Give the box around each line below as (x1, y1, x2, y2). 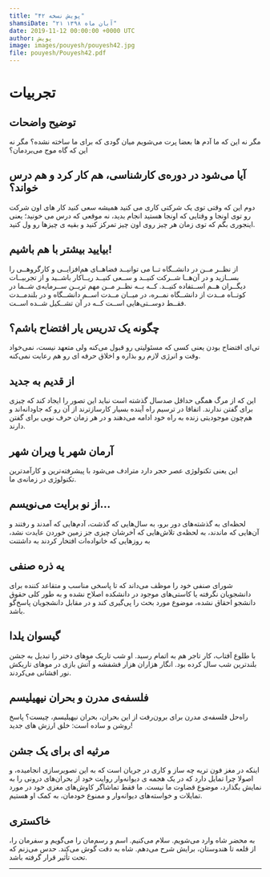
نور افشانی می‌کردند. (9, 668, 71, 677)
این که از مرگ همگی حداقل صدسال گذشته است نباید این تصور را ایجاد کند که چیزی (9, 396, 256, 405)
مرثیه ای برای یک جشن (9, 744, 111, 757)
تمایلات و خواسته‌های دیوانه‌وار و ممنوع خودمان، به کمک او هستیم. (9, 791, 203, 801)
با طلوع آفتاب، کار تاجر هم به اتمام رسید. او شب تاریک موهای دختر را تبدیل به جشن (9, 651, 256, 660)
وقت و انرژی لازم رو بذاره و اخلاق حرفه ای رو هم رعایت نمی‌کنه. (9, 351, 201, 361)
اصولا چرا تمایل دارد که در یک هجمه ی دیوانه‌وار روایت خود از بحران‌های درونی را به (9, 773, 254, 783)
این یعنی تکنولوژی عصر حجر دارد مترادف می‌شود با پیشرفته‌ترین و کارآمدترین (9, 466, 239, 476)
